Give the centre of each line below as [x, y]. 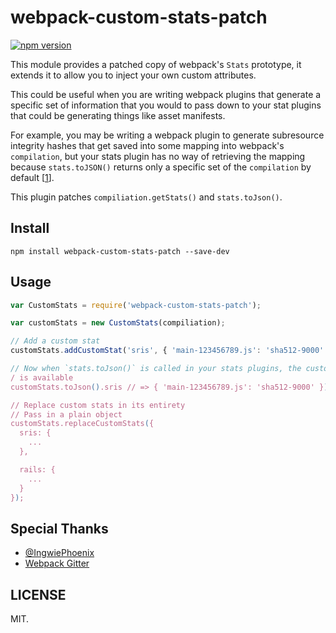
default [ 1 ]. [32, 177]
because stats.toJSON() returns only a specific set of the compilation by [161, 167]
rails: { [37, 469]
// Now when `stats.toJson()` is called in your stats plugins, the [156, 369]
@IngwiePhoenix [59, 553]
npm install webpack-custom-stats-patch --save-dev [120, 251]
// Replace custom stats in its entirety [98, 405]
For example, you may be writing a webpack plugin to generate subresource [167, 135]
